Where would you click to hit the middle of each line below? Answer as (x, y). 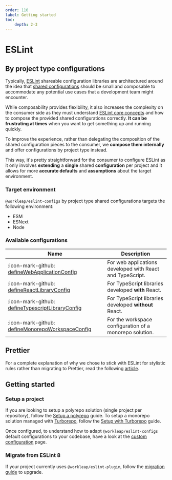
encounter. (17, 98)
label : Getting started (31, 15)
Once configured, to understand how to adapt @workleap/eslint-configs (82, 431)
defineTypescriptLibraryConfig (45, 308)
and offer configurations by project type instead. (56, 150)
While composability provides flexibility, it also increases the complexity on (84, 107)
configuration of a (128, 325)
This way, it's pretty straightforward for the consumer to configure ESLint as (85, 160)
